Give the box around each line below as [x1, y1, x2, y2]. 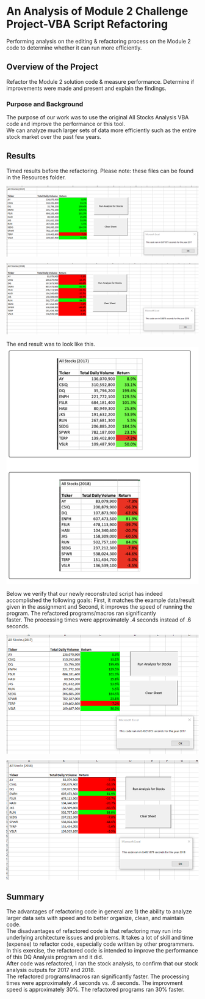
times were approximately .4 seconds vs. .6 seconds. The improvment [6, 979, 183, 987]
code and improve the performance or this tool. [6, 121, 125, 128]
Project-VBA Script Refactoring [6, 17, 168, 31]
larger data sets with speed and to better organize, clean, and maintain [6, 915, 184, 922]
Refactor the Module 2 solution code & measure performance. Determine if [6, 78, 195, 85]
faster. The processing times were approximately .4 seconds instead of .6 [6, 616, 192, 623]
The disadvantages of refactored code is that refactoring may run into [6, 927, 182, 935]
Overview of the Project [6, 62, 99, 72]
